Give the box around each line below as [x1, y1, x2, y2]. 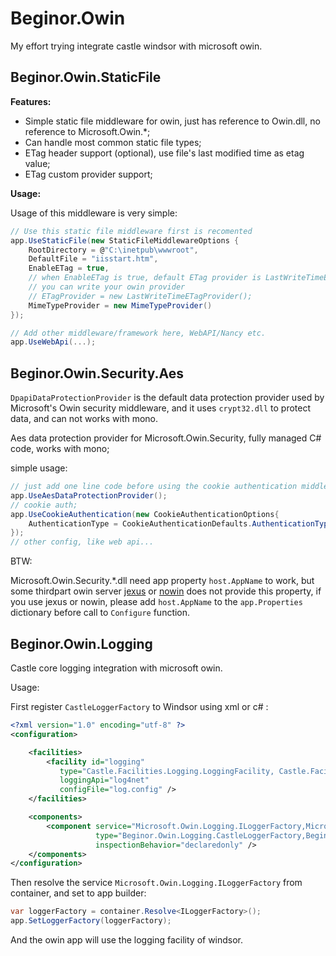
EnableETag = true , [28, 263, 110, 274]
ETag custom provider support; [24, 168, 153, 180]
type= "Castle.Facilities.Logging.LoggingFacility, [59, 766, 275, 776]
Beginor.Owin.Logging [10, 635, 153, 652]
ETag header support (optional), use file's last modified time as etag [24, 147, 305, 159]
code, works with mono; [10, 443, 110, 455]
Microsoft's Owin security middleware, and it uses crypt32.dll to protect [10, 402, 312, 414]
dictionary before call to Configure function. [10, 607, 191, 619]
